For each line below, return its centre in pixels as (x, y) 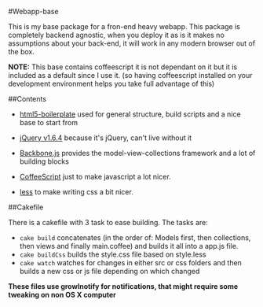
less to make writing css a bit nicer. (76, 192)
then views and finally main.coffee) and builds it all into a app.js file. (129, 246)
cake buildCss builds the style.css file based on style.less (113, 254)
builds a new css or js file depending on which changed (110, 271)
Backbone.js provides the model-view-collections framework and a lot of (137, 153)
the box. (22, 52)
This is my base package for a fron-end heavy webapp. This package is (124, 26)
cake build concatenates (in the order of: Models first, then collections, (135, 238)
